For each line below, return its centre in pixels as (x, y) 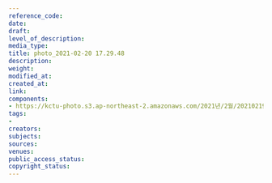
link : (17, 91)
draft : (19, 31)
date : (17, 23)
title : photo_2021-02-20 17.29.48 (67, 53)
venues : (21, 151)
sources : (23, 144)
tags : (17, 114)
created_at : (28, 83)
